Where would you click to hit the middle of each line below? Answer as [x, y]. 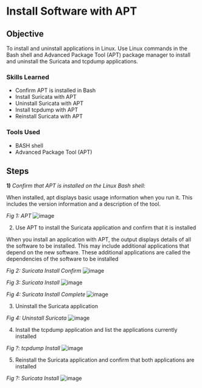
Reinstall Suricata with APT [49, 117]
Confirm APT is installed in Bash [55, 90]
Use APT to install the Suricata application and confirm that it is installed [106, 228]
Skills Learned [28, 77]
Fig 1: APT [19, 216]
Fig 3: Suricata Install [33, 282]
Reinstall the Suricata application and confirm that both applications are [105, 360]
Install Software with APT [72, 11]
